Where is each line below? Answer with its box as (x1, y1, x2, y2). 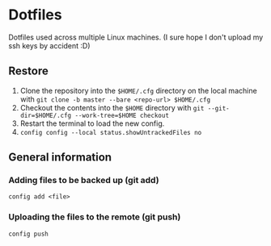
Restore (8, 65, 49, 78)
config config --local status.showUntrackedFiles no (19, 128, 202, 136)
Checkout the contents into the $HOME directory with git (19, 102, 205, 112)
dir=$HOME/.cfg (19, 111, 72, 119)
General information (8, 151, 112, 165)
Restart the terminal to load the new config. (19, 119, 165, 128)
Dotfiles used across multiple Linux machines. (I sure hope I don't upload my (8, 32, 264, 42)
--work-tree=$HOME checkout (74, 111, 170, 119)
